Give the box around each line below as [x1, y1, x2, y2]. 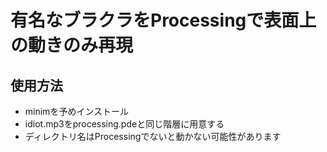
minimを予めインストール [24, 106, 130, 117]
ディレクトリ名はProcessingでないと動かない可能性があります [24, 131, 282, 142]
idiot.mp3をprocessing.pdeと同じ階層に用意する [24, 118, 225, 130]
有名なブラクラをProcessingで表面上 [10, 9, 317, 32]
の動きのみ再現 [10, 34, 134, 57]
